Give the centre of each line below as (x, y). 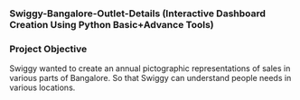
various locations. (42, 87)
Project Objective (48, 49)
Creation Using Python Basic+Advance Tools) (112, 24)
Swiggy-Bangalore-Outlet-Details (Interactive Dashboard (138, 14)
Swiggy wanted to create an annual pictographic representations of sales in (150, 68)
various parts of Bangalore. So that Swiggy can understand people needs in (150, 78)
